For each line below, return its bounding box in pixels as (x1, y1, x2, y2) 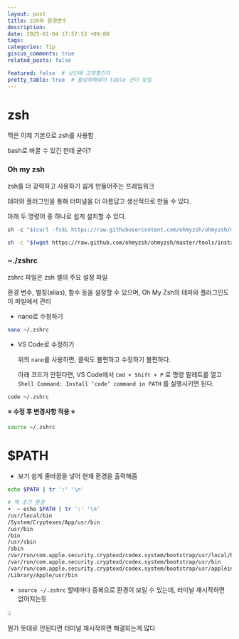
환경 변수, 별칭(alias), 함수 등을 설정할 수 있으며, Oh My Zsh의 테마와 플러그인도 (7, 287, 230, 296)
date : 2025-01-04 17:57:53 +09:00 (7, 30, 110, 38)
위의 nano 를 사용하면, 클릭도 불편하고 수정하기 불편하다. (17, 355, 171, 364)
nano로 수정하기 (17, 312, 63, 320)
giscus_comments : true (7, 51, 75, 58)
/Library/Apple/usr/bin (7, 571, 78, 579)
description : (7, 23, 46, 31)
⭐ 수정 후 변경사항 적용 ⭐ (7, 407, 76, 416)
